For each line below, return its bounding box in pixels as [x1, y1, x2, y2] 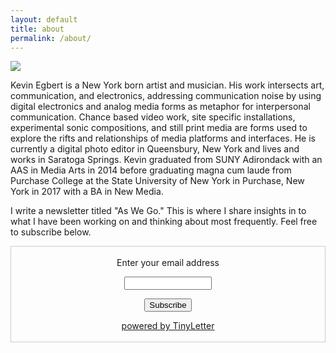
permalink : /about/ [10, 33, 92, 43]
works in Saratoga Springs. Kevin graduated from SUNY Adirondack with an [10, 154, 323, 166]
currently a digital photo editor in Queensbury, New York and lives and [10, 143, 300, 155]
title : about [10, 24, 65, 34]
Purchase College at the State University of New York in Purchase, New [10, 175, 305, 187]
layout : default [10, 14, 78, 25]
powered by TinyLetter [121, 320, 215, 332]
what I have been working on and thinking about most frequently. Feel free [10, 216, 318, 228]
